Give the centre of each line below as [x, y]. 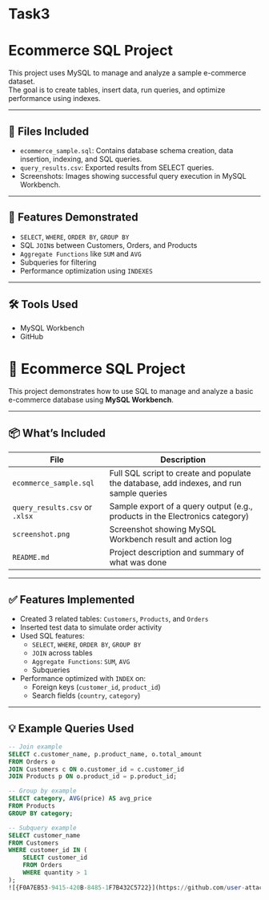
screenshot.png [41, 535]
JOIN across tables [62, 653]
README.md [31, 557]
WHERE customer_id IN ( [48, 850]
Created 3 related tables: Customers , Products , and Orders [114, 619]
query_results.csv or [52, 508]
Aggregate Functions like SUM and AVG [80, 253]
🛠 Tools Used [43, 304]
